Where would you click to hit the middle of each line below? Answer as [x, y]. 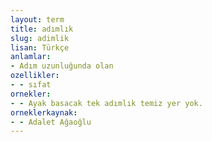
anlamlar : [31, 57]
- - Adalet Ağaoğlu [51, 122]
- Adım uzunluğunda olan [62, 66]
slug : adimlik [40, 38]
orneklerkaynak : [44, 112]
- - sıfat [31, 85]
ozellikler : [35, 76]
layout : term [37, 19]
